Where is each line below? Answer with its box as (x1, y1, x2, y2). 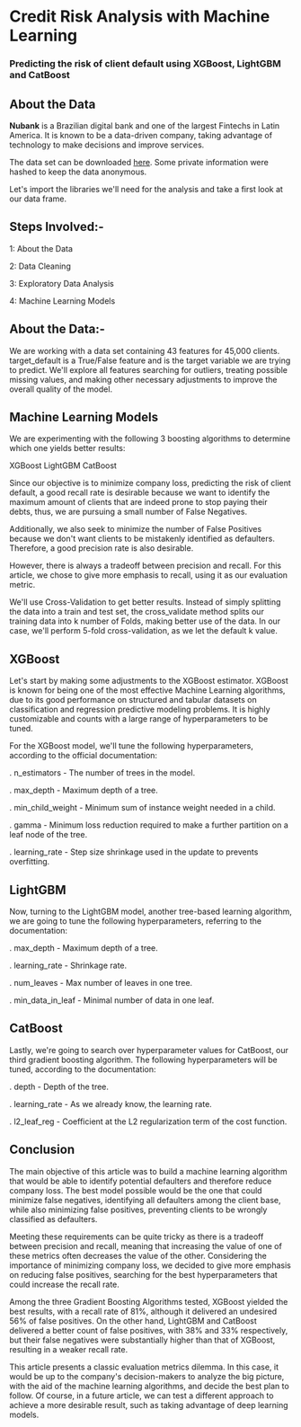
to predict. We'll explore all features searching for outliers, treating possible (9, 364, 288, 375)
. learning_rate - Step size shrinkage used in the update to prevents (9, 846, 259, 857)
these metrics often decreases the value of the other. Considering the (9, 1250, 268, 1261)
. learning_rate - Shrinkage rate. (9, 960, 128, 971)
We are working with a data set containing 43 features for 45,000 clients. (9, 345, 280, 356)
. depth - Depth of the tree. (9, 1081, 110, 1092)
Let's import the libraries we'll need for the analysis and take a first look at (9, 183, 283, 194)
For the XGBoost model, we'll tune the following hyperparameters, (9, 740, 253, 751)
